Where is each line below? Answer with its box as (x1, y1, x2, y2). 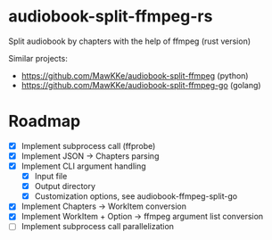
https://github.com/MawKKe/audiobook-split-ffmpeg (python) (21, 70, 249, 81)
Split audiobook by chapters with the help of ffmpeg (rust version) (8, 36, 251, 46)
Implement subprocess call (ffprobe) (21, 140, 156, 151)
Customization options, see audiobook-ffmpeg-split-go (34, 191, 238, 202)
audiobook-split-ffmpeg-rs (8, 6, 213, 27)
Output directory (34, 181, 95, 192)
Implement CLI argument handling (21, 161, 146, 171)
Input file (34, 171, 68, 182)
